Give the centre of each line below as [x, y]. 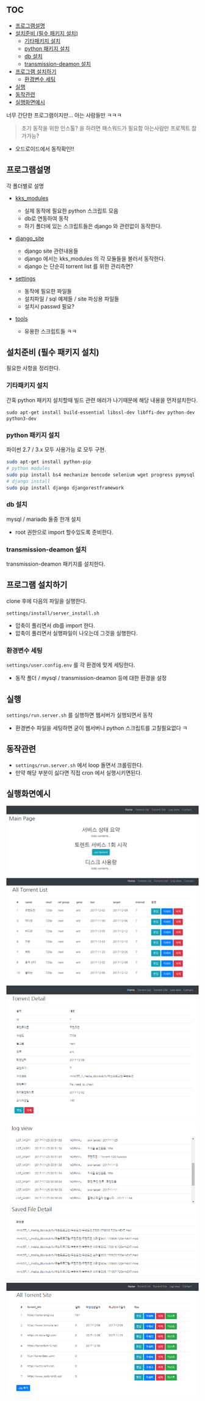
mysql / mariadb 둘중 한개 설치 [44, 519]
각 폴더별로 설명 [25, 185]
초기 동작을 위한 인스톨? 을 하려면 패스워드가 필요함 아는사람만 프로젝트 [106, 128]
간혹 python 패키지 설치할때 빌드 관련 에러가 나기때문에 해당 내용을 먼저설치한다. [102, 400]
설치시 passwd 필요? [49, 306]
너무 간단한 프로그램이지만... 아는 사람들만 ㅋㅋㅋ [64, 115]
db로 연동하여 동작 [46, 218]
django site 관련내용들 [51, 251]
